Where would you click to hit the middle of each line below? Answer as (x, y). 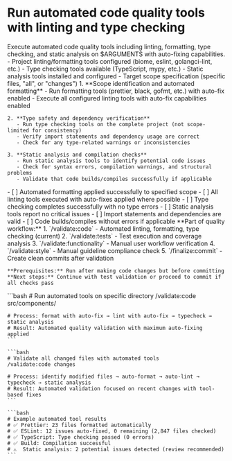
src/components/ (32, 303)
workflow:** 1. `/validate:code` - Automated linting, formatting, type (103, 228)
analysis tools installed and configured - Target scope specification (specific (116, 76)
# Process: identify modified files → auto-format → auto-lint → (103, 376)
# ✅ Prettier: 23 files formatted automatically (79, 425)
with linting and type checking (96, 27)
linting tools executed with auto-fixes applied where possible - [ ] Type (108, 199)
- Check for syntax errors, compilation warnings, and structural (114, 167)
